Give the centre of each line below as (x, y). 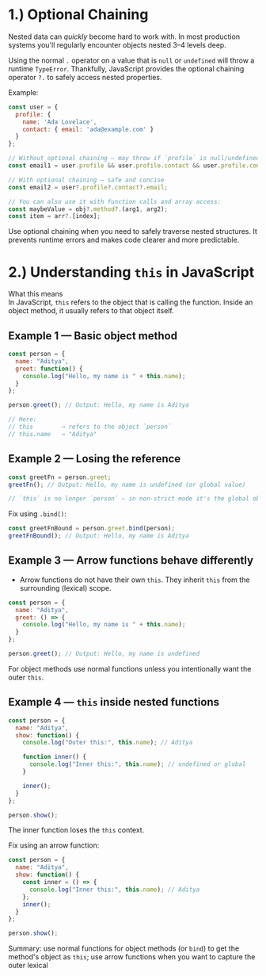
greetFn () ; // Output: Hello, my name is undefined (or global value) (127, 484)
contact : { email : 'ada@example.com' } (88, 129)
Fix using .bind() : (38, 514)
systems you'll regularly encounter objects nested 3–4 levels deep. (118, 44)
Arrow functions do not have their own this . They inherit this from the (135, 580)
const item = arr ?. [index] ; (55, 216)
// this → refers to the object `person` (90, 427)
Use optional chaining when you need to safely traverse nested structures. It (133, 232)
